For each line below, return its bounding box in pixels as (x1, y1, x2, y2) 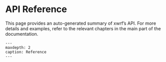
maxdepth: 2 (5, 45, 31, 50)
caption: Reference (5, 49, 47, 54)
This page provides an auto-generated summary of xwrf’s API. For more (5, 20, 156, 26)
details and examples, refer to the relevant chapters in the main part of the (5, 25, 161, 31)
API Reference (5, 4, 67, 15)
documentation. (5, 31, 39, 37)
